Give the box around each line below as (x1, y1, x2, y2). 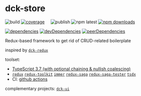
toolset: (5, 56, 20, 62)
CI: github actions (12, 76, 48, 82)
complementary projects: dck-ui (5, 85, 70, 91)
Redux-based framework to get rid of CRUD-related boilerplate (5, 37, 131, 44)
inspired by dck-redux (5, 47, 49, 53)
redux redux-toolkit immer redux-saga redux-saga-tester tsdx (12, 72, 136, 77)
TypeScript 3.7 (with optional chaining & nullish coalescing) (12, 66, 131, 72)
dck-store (5, 3, 46, 14)
